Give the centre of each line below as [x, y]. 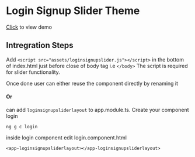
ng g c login [22, 127]
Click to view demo [29, 27]
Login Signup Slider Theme [73, 11]
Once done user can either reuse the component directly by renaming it [92, 83]
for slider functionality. [33, 72]
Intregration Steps [40, 45]
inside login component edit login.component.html [67, 137]
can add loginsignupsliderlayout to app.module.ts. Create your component [97, 110]
